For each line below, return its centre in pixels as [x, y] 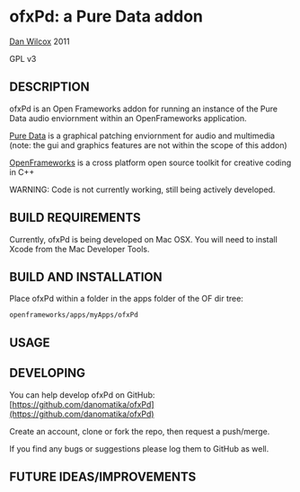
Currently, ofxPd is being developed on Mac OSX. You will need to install [144, 239]
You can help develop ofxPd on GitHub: [82, 395]
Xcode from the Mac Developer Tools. [79, 249]
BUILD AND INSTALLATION [86, 277]
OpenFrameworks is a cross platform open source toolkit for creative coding [150, 163]
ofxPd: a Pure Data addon [106, 17]
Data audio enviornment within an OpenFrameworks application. [128, 118]
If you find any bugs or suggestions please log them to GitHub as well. [139, 448]
